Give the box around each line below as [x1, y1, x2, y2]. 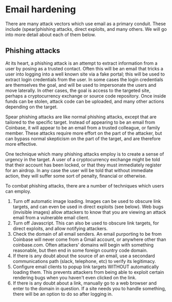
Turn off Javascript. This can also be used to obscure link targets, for [12, 220, 159, 226]
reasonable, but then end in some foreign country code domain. [12, 247, 148, 253]
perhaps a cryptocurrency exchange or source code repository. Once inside [5, 92, 166, 99]
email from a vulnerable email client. [12, 214, 90, 220]
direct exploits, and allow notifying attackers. [12, 225, 108, 232]
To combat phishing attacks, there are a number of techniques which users [5, 182, 164, 188]
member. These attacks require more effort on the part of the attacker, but [5, 130, 162, 136]
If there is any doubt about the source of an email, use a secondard [12, 253, 155, 259]
